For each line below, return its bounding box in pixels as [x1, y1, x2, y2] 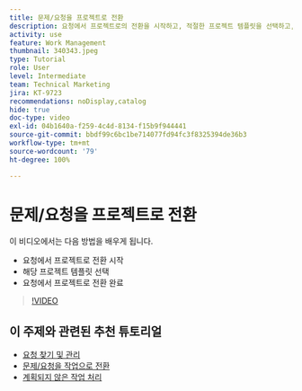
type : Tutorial [9, 55, 67, 64]
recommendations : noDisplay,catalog [9, 96, 147, 106]
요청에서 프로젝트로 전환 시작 [22, 255, 124, 266]
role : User [9, 64, 50, 73]
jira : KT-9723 [9, 88, 63, 97]
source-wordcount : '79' [9, 147, 99, 156]
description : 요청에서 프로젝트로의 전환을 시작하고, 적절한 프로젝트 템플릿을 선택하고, [9, 22, 295, 31]
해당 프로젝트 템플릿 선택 [22, 266, 110, 277]
